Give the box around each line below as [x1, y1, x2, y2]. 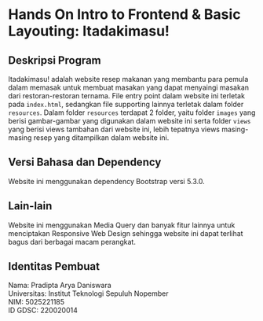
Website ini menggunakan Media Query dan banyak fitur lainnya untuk [8, 220, 236, 230]
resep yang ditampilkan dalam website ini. [33, 133, 170, 142]
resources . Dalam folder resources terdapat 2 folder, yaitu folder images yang [8, 108, 256, 117]
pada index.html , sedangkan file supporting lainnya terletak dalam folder [8, 100, 244, 109]
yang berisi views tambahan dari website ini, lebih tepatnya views [8, 124, 220, 134]
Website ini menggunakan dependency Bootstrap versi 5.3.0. [8, 176, 206, 186]
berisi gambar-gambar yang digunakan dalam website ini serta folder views [8, 116, 251, 125]
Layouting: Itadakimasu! [8, 22, 170, 40]
